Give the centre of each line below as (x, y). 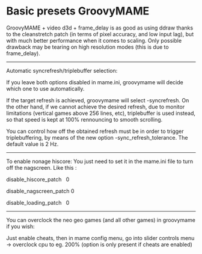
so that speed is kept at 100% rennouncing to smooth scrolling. (84, 119)
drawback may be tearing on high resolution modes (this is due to (88, 47)
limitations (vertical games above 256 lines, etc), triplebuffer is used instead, (101, 113)
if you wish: (20, 226)
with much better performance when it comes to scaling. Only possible (94, 40)
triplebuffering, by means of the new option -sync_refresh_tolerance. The (97, 137)
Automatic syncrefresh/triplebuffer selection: (62, 70)
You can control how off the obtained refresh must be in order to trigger (95, 131)
